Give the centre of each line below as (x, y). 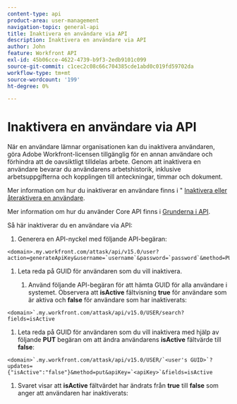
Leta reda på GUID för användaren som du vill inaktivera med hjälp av (118, 332)
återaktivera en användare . (46, 198)
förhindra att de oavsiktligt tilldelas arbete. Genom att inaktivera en (104, 162)
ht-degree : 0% (28, 86)
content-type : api (34, 14)
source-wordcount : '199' (44, 79)
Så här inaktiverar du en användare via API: (70, 225)
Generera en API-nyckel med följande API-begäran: (92, 239)
